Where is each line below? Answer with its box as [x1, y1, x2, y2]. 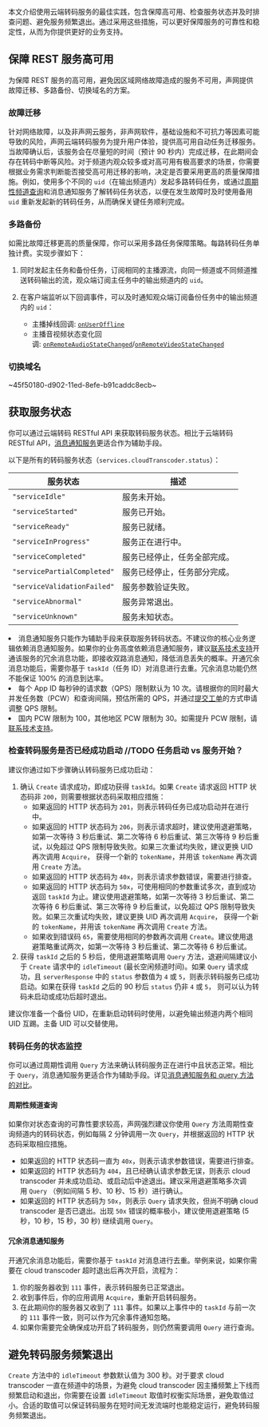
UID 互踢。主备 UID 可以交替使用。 [8, 1018, 123, 1028]
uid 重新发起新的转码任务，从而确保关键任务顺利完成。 [8, 197, 189, 206]
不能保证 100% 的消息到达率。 [8, 673, 108, 683]
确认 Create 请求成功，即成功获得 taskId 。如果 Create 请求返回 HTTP [19, 782, 248, 791]
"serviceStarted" [12, 507, 78, 516]
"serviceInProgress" [12, 536, 90, 546]
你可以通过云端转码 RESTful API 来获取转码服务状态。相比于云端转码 [8, 428, 234, 437]
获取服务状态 [8, 405, 72, 419]
